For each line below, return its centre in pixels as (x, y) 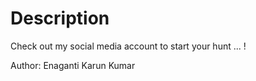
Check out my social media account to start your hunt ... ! (128, 46)
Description (60, 18)
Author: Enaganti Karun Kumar (73, 65)
